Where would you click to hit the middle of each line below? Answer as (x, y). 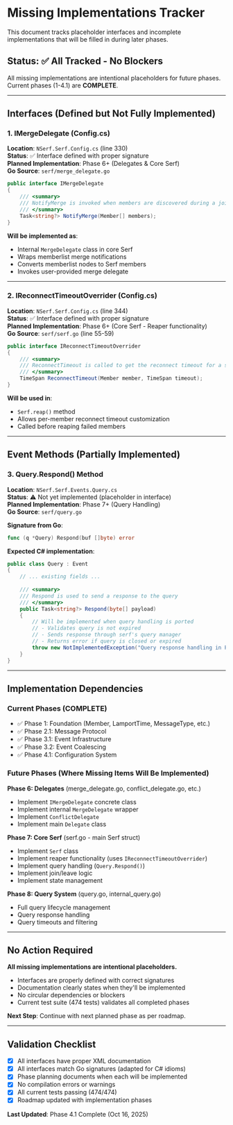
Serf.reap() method (46, 412)
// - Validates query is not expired (86, 628)
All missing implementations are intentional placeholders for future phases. (114, 78)
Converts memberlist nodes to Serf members (82, 264)
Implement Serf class (48, 851)
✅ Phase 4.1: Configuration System (67, 755)
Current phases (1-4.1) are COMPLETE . (63, 85)
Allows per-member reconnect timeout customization (93, 418)
